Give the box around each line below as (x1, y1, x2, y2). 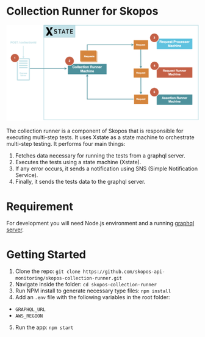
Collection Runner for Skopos (6, 4, 159, 18)
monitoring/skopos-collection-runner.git (15, 275, 122, 281)
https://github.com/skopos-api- (82, 269, 165, 275)
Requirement (6, 200, 73, 213)
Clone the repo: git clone (15, 267, 81, 275)
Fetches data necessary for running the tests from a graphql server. (15, 152, 185, 159)
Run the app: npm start (15, 324, 74, 331)
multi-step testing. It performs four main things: (6, 140, 126, 148)
